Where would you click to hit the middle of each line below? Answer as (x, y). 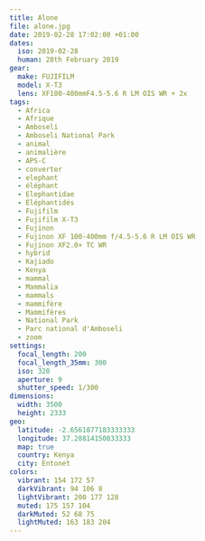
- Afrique (36, 119)
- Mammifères (42, 312)
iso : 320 (34, 371)
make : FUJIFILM (46, 77)
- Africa (34, 110)
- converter (40, 169)
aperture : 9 (40, 380)
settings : (28, 346)
